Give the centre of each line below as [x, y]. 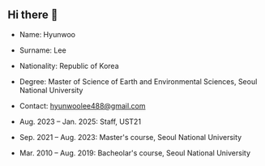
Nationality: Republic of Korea [69, 66]
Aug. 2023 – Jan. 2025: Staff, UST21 [80, 121]
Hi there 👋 [33, 15]
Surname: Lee [43, 50]
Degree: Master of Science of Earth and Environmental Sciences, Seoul [138, 81]
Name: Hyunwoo [47, 34]
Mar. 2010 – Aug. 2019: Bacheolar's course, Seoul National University [135, 153]
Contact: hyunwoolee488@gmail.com [83, 105]
